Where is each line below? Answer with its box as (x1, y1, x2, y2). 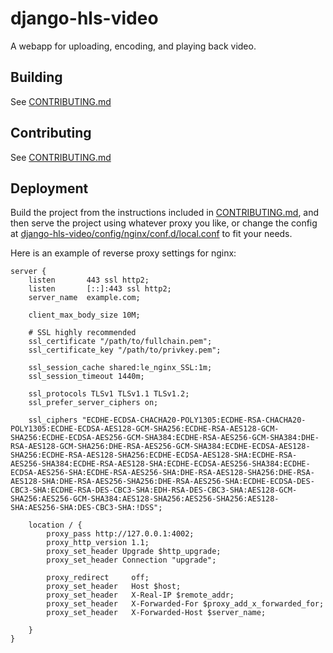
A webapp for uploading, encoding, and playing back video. (10, 40, 257, 52)
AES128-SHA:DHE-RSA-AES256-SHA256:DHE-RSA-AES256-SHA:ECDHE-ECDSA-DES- (10, 477, 315, 487)
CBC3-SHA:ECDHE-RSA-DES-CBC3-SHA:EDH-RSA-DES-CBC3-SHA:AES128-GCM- (10, 485, 298, 496)
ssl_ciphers (28, 415, 78, 426)
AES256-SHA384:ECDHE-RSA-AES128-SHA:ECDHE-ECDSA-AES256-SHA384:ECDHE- (10, 459, 311, 469)
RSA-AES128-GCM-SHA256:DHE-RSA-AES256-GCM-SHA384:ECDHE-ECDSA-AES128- (10, 442, 311, 452)
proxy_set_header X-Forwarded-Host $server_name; (46, 608, 267, 618)
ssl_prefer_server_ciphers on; (28, 398, 159, 408)
